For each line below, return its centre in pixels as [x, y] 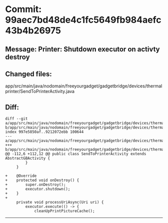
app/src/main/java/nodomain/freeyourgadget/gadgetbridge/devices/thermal [84, 86]
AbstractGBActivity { [28, 158]
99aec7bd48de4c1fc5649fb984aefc [83, 20]
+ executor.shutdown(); [38, 189]
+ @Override [21, 176]
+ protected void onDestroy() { [42, 180]
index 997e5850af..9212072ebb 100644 [44, 132]
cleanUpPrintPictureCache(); [64, 211]
